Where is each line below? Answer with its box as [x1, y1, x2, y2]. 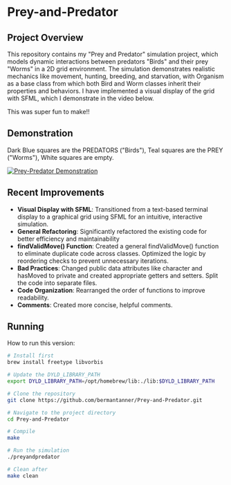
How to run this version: [7, 339, 75, 347]
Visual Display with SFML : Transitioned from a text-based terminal [17, 205, 209, 213]
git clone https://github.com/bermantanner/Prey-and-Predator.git [7, 396, 203, 403]
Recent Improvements [7, 187, 105, 199]
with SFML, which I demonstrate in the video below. [7, 94, 154, 102]
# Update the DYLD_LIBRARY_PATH [7, 372, 100, 378]
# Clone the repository [7, 390, 76, 397]
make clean [7, 472, 39, 479]
